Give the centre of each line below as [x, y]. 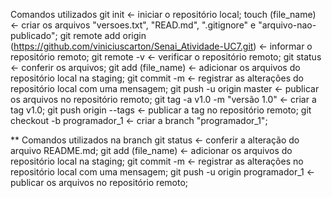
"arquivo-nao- [287, 25]
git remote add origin [103, 35]
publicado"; [34, 35]
